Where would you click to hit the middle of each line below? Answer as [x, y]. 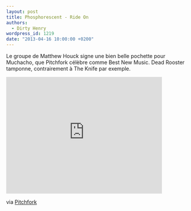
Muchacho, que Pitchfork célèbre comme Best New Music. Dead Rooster [95, 62]
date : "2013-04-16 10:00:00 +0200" [50, 39]
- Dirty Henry [29, 28]
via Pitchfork [22, 202]
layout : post [22, 12]
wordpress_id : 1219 [30, 34]
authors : [17, 23]
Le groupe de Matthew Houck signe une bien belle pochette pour [86, 56]
